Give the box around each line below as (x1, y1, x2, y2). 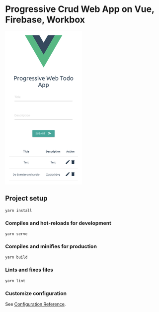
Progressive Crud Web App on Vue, (5, 3, 155, 15)
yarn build (5, 255, 28, 260)
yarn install (5, 208, 32, 213)
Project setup (5, 194, 48, 203)
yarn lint (5, 278, 26, 283)
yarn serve (5, 231, 28, 237)
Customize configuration (5, 290, 67, 297)
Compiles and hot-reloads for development (5, 219, 112, 226)
